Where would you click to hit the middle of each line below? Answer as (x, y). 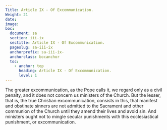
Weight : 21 (17, 15)
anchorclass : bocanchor (35, 57)
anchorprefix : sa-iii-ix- (37, 52)
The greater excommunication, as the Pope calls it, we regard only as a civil (84, 90)
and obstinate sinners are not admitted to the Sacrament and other (74, 106)
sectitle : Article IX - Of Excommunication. (57, 43)
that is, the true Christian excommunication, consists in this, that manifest (81, 100)
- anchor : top (29, 66)
